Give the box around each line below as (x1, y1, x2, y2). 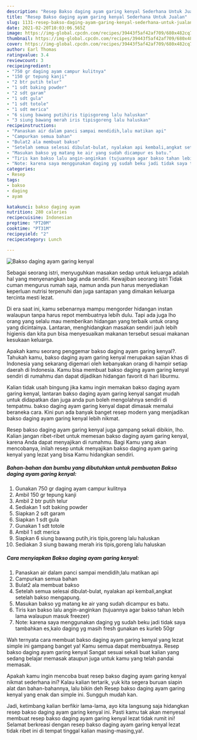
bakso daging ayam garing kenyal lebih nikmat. (6, 414, 120, 421)
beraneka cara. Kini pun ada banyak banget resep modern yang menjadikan (6, 409, 189, 416)
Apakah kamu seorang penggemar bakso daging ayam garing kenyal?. (6, 347, 177, 354)
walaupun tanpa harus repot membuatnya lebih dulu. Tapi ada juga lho (6, 311, 176, 319)
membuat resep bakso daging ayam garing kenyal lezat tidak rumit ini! (6, 715, 175, 722)
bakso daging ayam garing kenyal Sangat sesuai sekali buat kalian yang (6, 649, 179, 656)
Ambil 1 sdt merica (15, 528, 60, 535)
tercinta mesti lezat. (6, 293, 54, 301)
